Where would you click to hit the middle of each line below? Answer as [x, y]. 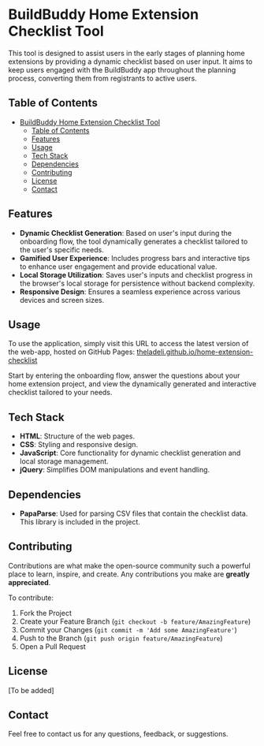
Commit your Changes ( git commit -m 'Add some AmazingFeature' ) [128, 629]
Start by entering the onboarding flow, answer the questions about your [124, 375]
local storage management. [64, 461]
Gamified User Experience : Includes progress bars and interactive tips [135, 258]
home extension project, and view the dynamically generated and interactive [132, 384]
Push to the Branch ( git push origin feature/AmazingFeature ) [121, 638]
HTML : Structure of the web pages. [77, 436]
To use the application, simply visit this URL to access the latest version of [128, 344]
